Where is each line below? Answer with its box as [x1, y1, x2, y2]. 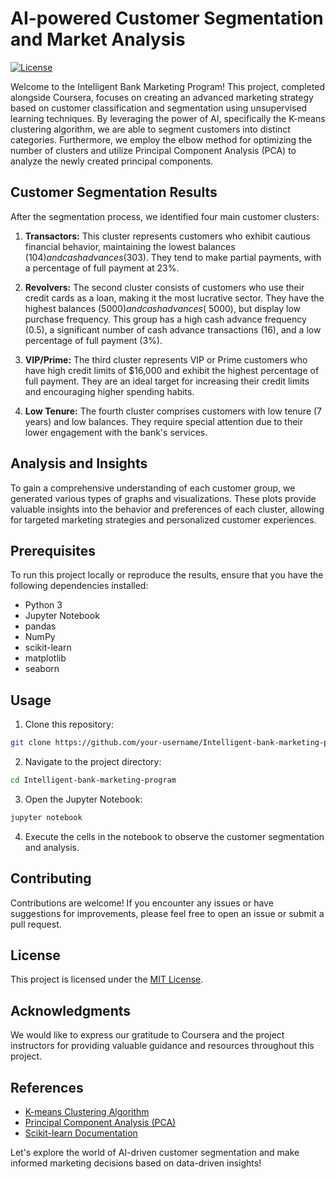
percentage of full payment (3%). [24, 334, 163, 346]
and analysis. [24, 841, 80, 853]
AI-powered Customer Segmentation [10, 7, 324, 30]
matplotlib [24, 652, 67, 664]
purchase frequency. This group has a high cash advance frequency [24, 313, 307, 325]
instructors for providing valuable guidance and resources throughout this [10, 1040, 315, 1052]
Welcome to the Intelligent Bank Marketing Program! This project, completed [10, 80, 326, 92]
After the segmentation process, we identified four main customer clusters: [10, 210, 320, 222]
